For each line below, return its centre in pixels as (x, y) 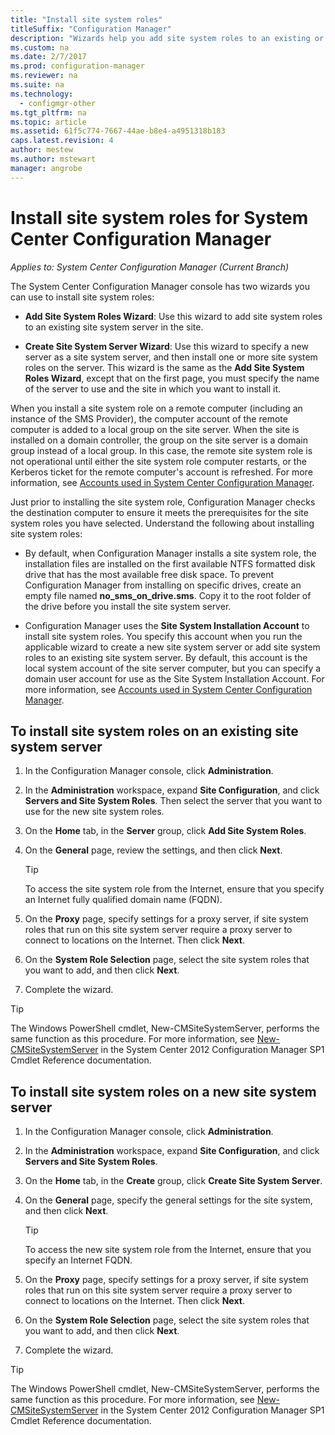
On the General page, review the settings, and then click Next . (153, 850)
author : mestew (42, 150)
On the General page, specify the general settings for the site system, (168, 1200)
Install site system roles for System (159, 217)
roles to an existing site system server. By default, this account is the (166, 657)
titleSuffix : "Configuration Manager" (91, 29)
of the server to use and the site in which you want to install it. (153, 388)
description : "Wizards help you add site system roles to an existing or (167, 38)
